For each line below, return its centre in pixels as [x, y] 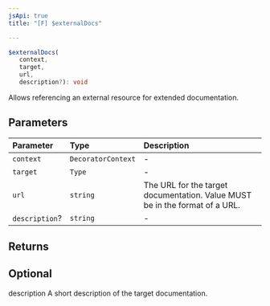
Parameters [38, 122]
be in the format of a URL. [192, 205]
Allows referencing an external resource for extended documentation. [124, 97]
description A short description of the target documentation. [108, 293]
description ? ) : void [53, 82]
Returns [29, 247]
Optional [30, 274]
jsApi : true [28, 16]
